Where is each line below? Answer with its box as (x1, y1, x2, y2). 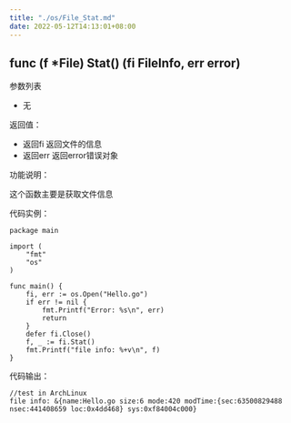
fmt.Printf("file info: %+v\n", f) (25, 346, 161, 355)
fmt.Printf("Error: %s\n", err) (42, 306, 166, 315)
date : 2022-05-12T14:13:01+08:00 (9, 22, 136, 31)
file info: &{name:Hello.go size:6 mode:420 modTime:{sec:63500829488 (9, 397, 283, 406)
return (42, 314, 67, 323)
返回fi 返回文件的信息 (22, 138, 103, 150)
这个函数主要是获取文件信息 (9, 188, 114, 200)
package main (9, 227, 59, 236)
